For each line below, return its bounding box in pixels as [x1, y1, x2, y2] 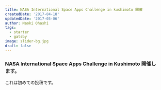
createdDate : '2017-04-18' [5, 12, 60, 17]
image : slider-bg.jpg [5, 39, 49, 44]
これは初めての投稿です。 [5, 79, 56, 85]
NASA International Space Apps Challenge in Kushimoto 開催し [5, 60, 157, 67]
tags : [5, 25, 16, 30]
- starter [9, 30, 29, 35]
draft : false [5, 43, 32, 48]
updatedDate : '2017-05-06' [5, 16, 60, 21]
